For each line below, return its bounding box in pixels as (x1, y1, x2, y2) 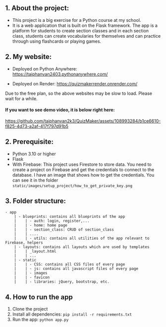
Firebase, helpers (5, 240, 43, 245)
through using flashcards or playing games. (12, 38, 102, 44)
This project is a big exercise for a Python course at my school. (12, 17, 141, 23)
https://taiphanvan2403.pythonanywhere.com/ (12, 71, 108, 77)
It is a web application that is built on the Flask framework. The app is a (12, 22, 158, 28)
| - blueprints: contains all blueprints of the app (14, 214, 125, 219)
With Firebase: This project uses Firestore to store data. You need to (12, 161, 152, 167)
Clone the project (12, 306, 48, 312)
